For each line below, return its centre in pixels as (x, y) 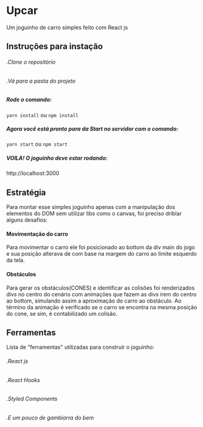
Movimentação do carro (37, 234)
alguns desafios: (27, 220)
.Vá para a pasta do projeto (41, 81)
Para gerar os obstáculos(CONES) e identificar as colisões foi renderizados (101, 288)
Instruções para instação (55, 46)
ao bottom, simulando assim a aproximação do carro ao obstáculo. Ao (94, 301)
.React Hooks (23, 380)
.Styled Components (32, 399)
